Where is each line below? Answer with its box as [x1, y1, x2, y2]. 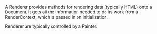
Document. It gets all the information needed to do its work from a [5, 9, 138, 15]
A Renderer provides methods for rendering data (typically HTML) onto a [5, 4, 152, 10]
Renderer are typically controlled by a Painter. [5, 23, 98, 29]
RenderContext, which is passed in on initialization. [5, 14, 108, 20]
